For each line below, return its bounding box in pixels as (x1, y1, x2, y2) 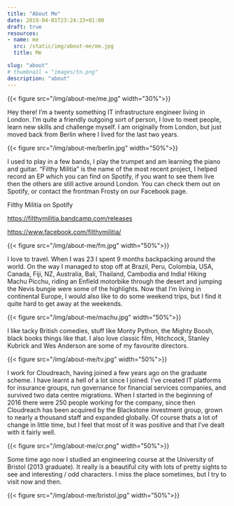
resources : (7, 29, 39, 37)
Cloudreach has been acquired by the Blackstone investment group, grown (7, 405, 224, 414)
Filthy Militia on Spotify (7, 200, 73, 209)
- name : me (7, 36, 39, 43)
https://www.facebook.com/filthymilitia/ (7, 227, 122, 236)
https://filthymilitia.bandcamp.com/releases (7, 214, 133, 223)
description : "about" (7, 75, 71, 82)
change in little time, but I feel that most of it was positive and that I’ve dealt (7, 421, 225, 429)
